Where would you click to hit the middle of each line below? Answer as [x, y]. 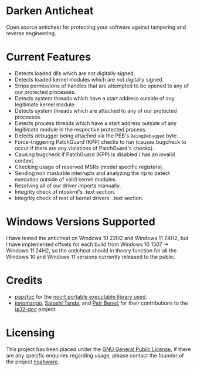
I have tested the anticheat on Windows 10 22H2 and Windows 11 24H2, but [97, 238]
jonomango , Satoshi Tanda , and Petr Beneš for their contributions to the [101, 303]
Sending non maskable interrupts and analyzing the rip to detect [92, 173]
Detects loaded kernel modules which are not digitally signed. [89, 79]
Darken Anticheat [50, 11]
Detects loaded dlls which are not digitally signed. [75, 73]
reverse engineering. [31, 33]
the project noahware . [33, 362]
